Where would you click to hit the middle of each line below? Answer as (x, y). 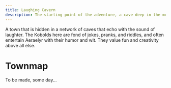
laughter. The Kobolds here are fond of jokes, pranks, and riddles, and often (85, 35)
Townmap (27, 66)
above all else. (20, 45)
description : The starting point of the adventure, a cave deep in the (83, 15)
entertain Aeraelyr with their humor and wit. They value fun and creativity (82, 40)
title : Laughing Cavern (31, 10)
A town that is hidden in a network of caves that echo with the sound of (80, 29)
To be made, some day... (31, 80)
